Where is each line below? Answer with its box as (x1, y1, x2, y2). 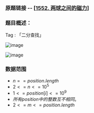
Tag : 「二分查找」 (5, 32, 44, 38)
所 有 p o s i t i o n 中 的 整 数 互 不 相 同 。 (12, 96, 79, 102)
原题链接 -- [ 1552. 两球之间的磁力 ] (5, 4, 89, 11)
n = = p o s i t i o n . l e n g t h (12, 77, 59, 83)
